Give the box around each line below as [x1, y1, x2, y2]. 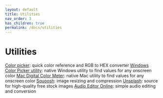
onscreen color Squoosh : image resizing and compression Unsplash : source [5, 78, 158, 84]
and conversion [5, 88, 36, 94]
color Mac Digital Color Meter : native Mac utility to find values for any [5, 73, 145, 78]
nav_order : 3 [5, 16, 32, 21]
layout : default [5, 7, 38, 12]
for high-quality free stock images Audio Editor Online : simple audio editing [5, 83, 156, 89]
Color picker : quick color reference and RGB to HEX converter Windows [5, 62, 149, 68]
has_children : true [5, 20, 45, 26]
